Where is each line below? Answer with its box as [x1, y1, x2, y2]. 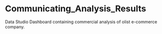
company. [5, 24, 25, 29]
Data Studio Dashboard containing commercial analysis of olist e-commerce [5, 19, 158, 25]
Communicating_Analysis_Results [5, 3, 146, 14]
